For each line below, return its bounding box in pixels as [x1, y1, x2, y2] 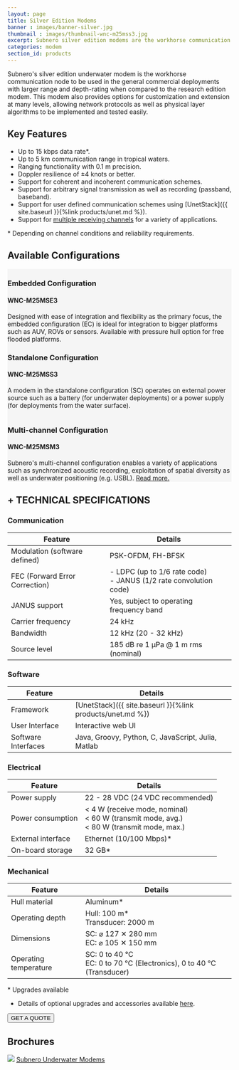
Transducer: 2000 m [85, 918, 154, 928]
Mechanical [7, 866, 49, 876]
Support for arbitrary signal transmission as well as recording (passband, [17, 184, 232, 193]
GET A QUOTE [11, 1014, 51, 1022]
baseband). [17, 192, 52, 201]
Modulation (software [11, 546, 83, 556]
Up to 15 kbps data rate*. [17, 147, 90, 155]
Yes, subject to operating [109, 596, 193, 606]
